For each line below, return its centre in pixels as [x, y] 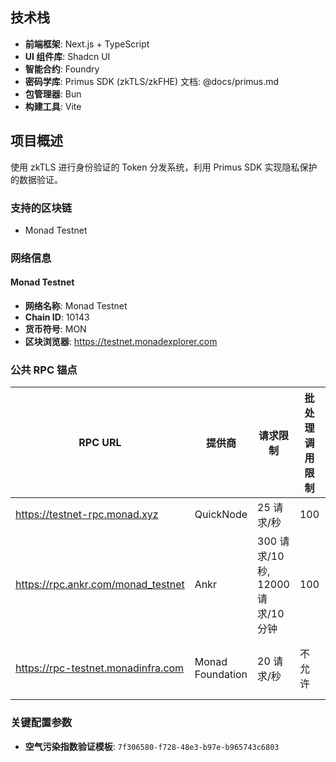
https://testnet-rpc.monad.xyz [87, 515]
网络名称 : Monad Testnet [76, 306]
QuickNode [221, 515]
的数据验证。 [36, 179]
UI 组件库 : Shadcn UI [67, 56]
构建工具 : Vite [53, 106]
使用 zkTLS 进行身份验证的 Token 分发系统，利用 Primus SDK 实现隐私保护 [164, 167]
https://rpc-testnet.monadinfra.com [100, 668]
